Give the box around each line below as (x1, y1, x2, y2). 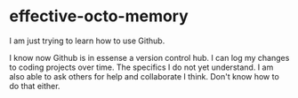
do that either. (9, 80, 60, 91)
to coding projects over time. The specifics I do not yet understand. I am (9, 62, 274, 72)
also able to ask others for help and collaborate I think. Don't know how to (9, 71, 280, 81)
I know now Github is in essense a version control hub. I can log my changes (9, 52, 290, 63)
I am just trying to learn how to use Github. (9, 35, 165, 46)
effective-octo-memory (9, 6, 189, 26)
